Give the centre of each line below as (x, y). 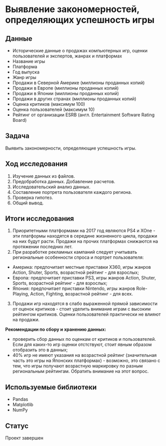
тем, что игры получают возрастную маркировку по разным (77, 366)
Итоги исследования (40, 219)
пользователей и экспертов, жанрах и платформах (67, 56)
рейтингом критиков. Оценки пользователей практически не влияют (87, 314)
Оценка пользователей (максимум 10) (53, 109)
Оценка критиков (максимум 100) (49, 104)
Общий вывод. (28, 203)
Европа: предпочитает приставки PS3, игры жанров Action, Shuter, (84, 278)
